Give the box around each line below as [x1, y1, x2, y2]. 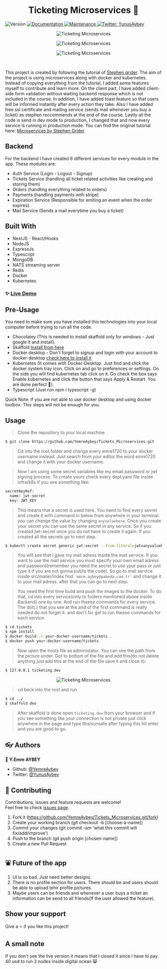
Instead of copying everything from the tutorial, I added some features [5, 80, 149, 86]
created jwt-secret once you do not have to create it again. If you [17, 528, 151, 534]
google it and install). [12, 339, 56, 345]
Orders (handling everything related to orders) [12, 186, 107, 192]
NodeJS [12, 241, 29, 247]
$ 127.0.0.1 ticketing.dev [5, 667, 61, 673]
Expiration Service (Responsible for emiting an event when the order [12, 197, 153, 203]
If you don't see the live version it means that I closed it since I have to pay [5, 953, 158, 959]
